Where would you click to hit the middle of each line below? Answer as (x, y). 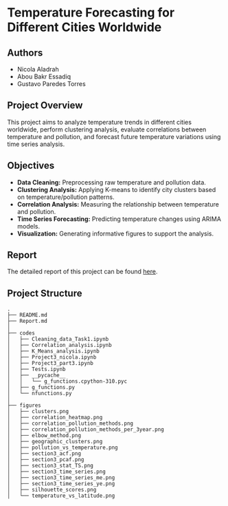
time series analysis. (36, 144)
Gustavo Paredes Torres (51, 84)
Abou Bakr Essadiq (44, 76)
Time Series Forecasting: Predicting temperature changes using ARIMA (119, 219)
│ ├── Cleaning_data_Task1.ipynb (58, 339)
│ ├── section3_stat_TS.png (50, 466)
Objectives (31, 166)
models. (28, 226)
